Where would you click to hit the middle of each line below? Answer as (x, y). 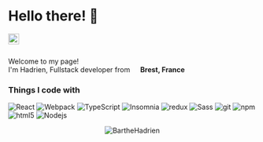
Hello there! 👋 (53, 16)
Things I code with (44, 89)
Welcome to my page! (44, 61)
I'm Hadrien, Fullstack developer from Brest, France (96, 69)
